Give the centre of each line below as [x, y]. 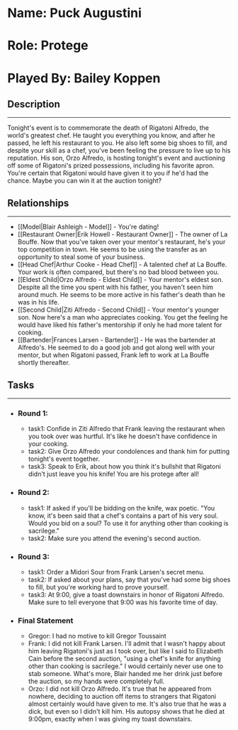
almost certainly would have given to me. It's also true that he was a [127, 704]
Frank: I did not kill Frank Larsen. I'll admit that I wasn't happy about [126, 643]
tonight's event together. [64, 459]
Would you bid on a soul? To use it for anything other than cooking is [128, 523]
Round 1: [33, 413]
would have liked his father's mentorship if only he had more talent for [120, 325]
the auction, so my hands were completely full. [96, 681]
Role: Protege [48, 46]
